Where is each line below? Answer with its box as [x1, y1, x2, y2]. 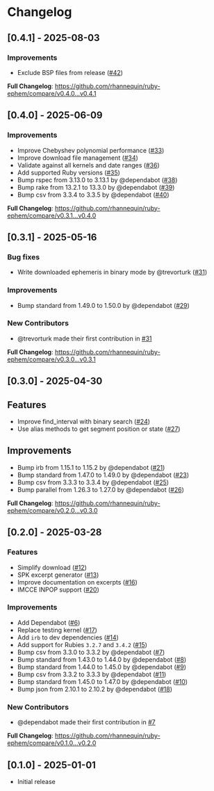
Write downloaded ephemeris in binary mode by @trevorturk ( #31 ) [17, 268, 207, 277]
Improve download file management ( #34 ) [17, 154, 139, 162]
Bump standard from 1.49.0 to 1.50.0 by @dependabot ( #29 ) [17, 301, 190, 309]
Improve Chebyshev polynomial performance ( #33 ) [17, 146, 165, 154]
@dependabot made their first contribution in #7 [17, 718, 156, 726]
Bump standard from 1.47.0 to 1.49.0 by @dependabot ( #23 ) [17, 471, 190, 479]
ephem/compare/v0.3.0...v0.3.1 [7, 355, 96, 364]
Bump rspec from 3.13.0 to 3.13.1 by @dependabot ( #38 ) [17, 175, 178, 184]
